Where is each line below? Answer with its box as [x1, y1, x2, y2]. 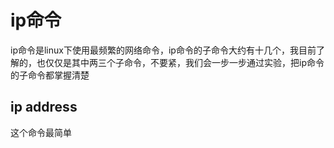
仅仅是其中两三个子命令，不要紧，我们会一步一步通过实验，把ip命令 [44, 56, 325, 68]
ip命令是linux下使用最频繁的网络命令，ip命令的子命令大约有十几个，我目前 [10, 44, 317, 56]
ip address [10, 99, 78, 116]
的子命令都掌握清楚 [10, 69, 90, 81]
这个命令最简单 [10, 126, 72, 138]
